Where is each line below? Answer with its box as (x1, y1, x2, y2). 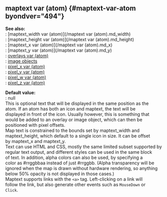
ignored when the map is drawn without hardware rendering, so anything (5, 165, 158, 171)
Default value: (5, 89, 36, 96)
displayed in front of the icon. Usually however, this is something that (5, 111, 150, 117)
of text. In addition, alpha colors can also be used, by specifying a (5, 154, 143, 160)
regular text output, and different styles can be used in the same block (5, 149, 152, 155)
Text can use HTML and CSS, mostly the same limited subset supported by (5, 144, 162, 150)
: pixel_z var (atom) (5, 79, 45, 86)
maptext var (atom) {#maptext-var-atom (5, 4, 136, 13)
